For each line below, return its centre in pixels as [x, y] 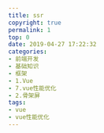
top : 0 [19, 37]
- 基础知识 [24, 66]
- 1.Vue [21, 81]
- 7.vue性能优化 [32, 88]
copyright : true [35, 23]
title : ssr [26, 15]
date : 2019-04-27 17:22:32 [52, 45]
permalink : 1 [30, 30]
